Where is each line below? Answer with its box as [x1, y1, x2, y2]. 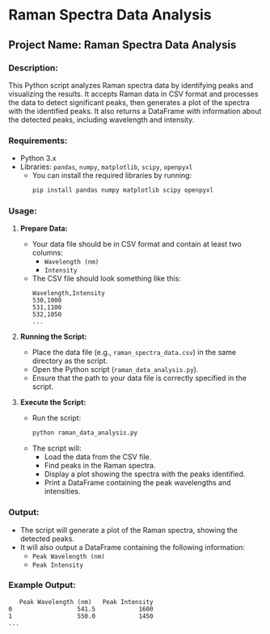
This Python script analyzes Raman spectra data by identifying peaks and [8, 80, 254, 90]
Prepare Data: [19, 224, 68, 234]
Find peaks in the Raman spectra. [44, 461, 156, 471]
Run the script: [32, 413, 82, 423]
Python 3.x [19, 154, 57, 163]
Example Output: [8, 580, 76, 591]
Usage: [8, 205, 38, 216]
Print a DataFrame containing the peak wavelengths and [44, 478, 232, 488]
